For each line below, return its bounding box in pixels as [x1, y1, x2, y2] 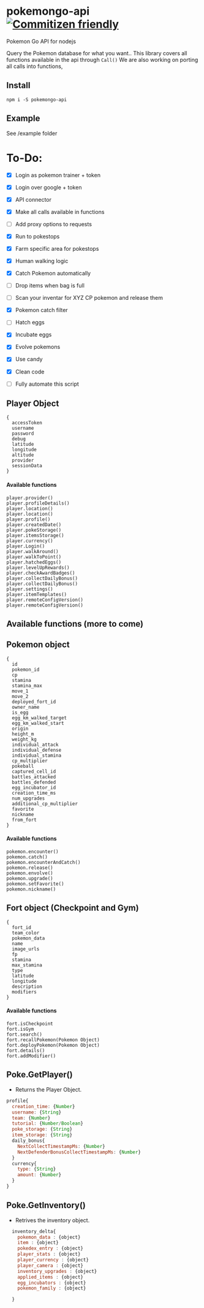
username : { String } [12, 1109, 62, 1115]
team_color [12, 930, 40, 936]
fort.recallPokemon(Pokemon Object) [6, 1037, 100, 1043]
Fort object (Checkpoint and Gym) [6, 903, 139, 913]
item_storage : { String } [12, 1132, 72, 1138]
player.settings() [6, 586, 53, 592]
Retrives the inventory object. [15, 1216, 90, 1224]
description [12, 983, 43, 990]
